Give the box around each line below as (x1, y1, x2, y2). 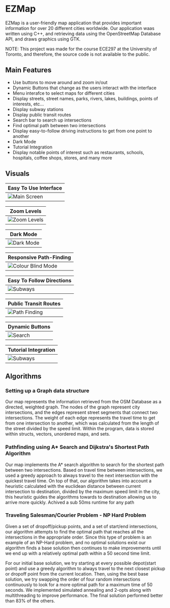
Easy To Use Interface (8, 184, 62, 192)
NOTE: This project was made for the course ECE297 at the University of (5, 46, 157, 52)
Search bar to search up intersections (12, 117, 92, 123)
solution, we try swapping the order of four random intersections (5, 576, 141, 582)
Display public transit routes (12, 111, 72, 118)
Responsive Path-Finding (8, 254, 71, 261)
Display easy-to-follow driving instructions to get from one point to (12, 128, 152, 134)
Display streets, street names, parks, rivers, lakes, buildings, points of (12, 95, 158, 101)
